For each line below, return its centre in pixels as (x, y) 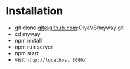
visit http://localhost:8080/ (50, 59)
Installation (34, 11)
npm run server (34, 47)
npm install (28, 40)
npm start (26, 53)
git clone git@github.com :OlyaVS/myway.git (69, 28)
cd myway (27, 34)
